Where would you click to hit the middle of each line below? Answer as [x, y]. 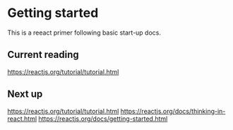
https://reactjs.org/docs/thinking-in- [173, 111]
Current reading [43, 55]
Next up [25, 94]
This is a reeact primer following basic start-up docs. [84, 32]
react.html [22, 119]
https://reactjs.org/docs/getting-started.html [103, 119]
